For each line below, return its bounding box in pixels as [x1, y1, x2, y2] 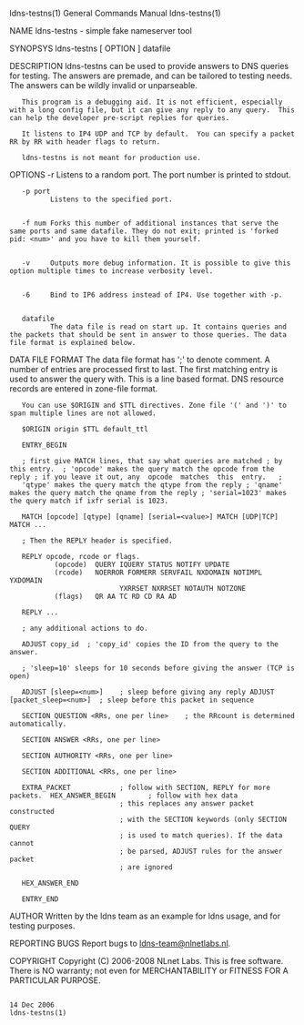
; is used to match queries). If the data [119, 831, 283, 840]
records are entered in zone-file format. [9, 383, 158, 394]
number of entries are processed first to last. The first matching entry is [9, 364, 279, 374]
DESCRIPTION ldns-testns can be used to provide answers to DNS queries [9, 61, 289, 71]
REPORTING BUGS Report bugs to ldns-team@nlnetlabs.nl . [9, 938, 231, 949]
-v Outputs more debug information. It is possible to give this [21, 259, 291, 268]
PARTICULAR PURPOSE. [9, 975, 101, 986]
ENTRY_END [21, 895, 59, 904]
